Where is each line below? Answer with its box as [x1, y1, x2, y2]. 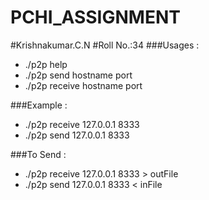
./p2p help [24, 58, 68, 70]
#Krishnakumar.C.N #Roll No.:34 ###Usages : [10, 39, 200, 51]
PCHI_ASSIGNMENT [10, 6, 181, 29]
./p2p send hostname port [24, 69, 133, 81]
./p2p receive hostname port [24, 79, 143, 91]
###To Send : [10, 148, 67, 160]
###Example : [10, 99, 68, 111]
